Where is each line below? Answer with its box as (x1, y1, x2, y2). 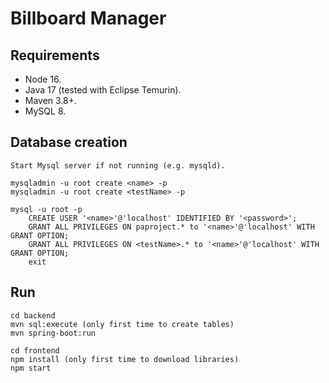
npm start (10, 363, 52, 373)
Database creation (10, 134, 128, 151)
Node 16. (24, 73, 62, 85)
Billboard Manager (10, 7, 167, 30)
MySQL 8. (24, 105, 67, 117)
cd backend (10, 310, 56, 321)
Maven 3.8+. (24, 95, 78, 106)
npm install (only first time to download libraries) (10, 354, 240, 364)
